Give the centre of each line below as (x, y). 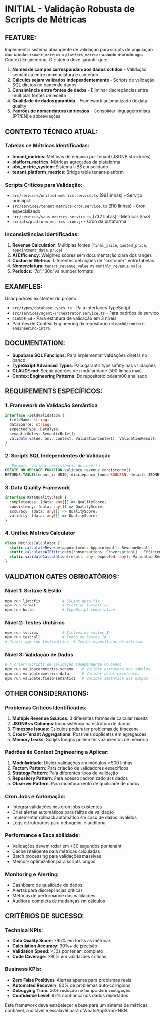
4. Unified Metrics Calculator (40, 533)
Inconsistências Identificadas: (42, 234)
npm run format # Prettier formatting (57, 605)
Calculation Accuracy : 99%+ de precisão (55, 946)
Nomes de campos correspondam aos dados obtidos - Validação (79, 69)
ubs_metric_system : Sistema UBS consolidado (60, 167)
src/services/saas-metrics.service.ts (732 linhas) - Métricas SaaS (81, 216)
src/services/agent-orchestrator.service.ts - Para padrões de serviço (85, 313)
